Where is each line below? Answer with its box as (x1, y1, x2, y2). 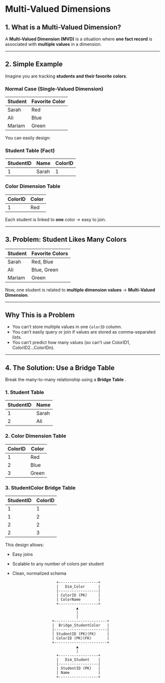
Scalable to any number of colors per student (12, 561, 104, 567)
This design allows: (5, 542, 44, 548)
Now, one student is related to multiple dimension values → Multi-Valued (5, 286, 156, 293)
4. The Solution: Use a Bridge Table (5, 364, 115, 372)
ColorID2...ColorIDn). (12, 345, 55, 351)
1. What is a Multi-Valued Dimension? (5, 23, 121, 31)
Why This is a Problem (5, 311, 75, 319)
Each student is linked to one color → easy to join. (5, 216, 107, 222)
